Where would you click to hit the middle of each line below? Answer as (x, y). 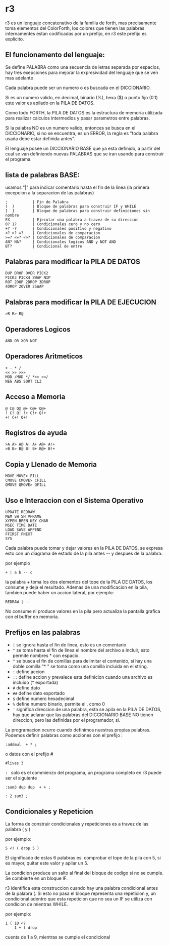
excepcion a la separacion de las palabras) (50, 192)
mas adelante (19, 78)
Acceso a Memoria (35, 397)
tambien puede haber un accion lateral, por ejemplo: (60, 593)
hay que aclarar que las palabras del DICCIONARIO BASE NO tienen (83, 715)
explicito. (15, 39)
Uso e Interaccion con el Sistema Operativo (74, 500)
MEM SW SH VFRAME (23, 517)
